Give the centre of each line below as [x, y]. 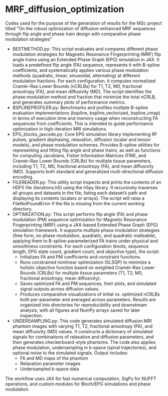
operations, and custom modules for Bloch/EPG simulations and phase [78, 384]
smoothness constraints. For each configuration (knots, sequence [80, 246]
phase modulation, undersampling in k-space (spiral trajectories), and [84, 347]
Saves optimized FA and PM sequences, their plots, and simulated [88, 283]
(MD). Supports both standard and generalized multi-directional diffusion [88, 171]
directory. [22, 209]
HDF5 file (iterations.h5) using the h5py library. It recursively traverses [85, 187]
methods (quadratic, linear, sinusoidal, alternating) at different [76, 75]
